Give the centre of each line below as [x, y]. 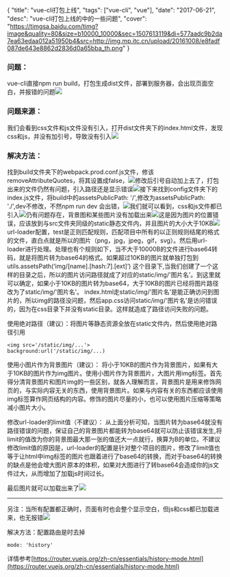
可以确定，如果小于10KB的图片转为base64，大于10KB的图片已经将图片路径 [113, 283]
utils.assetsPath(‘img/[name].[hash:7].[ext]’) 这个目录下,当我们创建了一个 [110, 266]
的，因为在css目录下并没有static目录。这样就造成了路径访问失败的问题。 [110, 309]
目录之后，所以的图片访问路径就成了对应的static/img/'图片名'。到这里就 [120, 274]
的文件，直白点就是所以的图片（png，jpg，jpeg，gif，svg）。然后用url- [107, 240]
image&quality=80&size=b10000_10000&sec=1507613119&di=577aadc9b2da [115, 34]
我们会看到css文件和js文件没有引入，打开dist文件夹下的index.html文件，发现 [115, 127]
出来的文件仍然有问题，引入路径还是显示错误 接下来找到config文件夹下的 [112, 189]
